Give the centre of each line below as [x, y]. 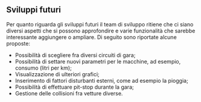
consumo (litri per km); [43, 68]
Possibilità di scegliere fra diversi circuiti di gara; [75, 55]
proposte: [18, 43]
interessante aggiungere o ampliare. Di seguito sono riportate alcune [91, 37]
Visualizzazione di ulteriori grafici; [57, 74]
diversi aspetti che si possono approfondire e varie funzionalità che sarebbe [101, 31]
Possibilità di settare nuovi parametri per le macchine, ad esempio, [98, 61]
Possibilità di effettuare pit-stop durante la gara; [74, 87]
